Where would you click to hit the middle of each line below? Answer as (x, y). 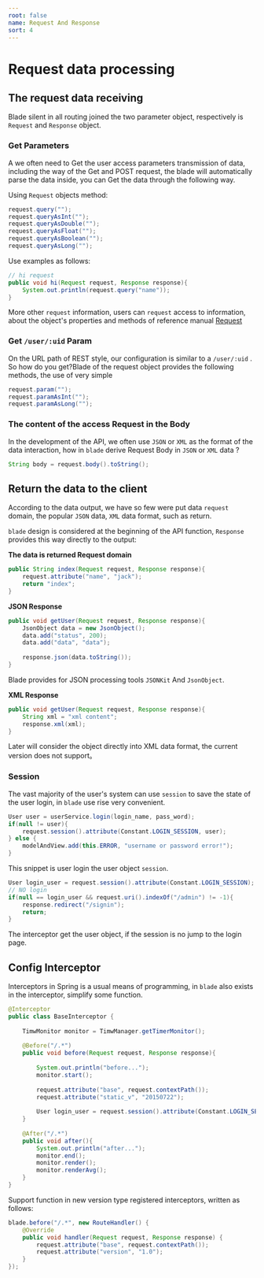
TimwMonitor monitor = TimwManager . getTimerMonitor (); (114, 1031)
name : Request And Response (54, 23)
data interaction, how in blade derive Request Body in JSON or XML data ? (124, 450)
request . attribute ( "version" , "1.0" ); (100, 1252)
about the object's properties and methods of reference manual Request (125, 320)
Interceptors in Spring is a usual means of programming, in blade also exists (131, 987)
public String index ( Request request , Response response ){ (107, 569)
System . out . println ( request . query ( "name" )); (96, 290)
